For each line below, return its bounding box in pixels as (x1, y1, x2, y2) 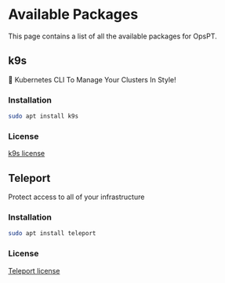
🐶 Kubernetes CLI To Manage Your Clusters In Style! (8, 74, 176, 84)
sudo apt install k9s (8, 112, 79, 121)
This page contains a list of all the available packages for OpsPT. (8, 31, 217, 41)
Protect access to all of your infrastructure (8, 192, 145, 201)
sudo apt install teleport (8, 230, 96, 238)
